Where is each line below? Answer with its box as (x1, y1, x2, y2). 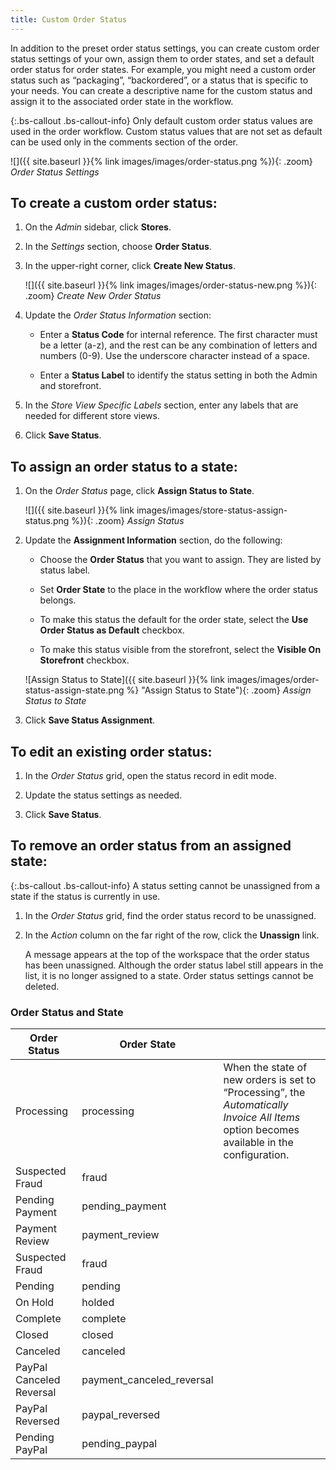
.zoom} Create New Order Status (24, 290, 162, 302)
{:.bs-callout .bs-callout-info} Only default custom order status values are (10, 114, 313, 126)
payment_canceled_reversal (81, 1373, 214, 1387)
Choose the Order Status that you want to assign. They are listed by (39, 554, 322, 566)
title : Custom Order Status (10, 14, 128, 25)
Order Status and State (10, 1005, 124, 1019)
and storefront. (39, 380, 102, 392)
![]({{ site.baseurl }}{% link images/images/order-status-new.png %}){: (24, 279, 318, 291)
